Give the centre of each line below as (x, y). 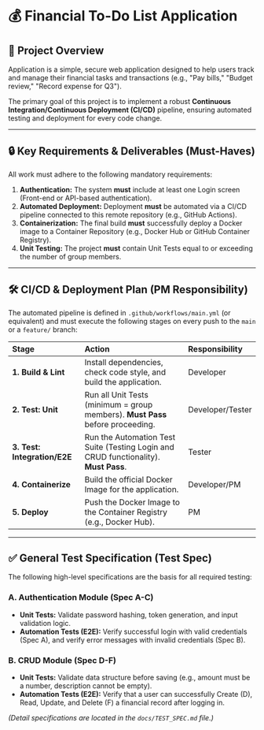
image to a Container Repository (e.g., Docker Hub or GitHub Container (134, 231)
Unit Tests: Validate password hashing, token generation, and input (128, 615)
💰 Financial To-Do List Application (123, 16)
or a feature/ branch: (43, 330)
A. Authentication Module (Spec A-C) (81, 598)
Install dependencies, (124, 362)
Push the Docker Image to (132, 502)
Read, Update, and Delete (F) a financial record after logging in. (122, 702)
